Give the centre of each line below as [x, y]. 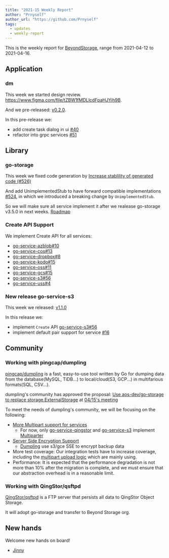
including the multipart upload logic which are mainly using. [75, 457]
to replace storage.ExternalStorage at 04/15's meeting [61, 400]
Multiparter [32, 435]
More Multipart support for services [50, 424]
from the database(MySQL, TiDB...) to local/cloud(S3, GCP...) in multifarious [84, 379]
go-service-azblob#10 [36, 245]
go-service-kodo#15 [34, 262]
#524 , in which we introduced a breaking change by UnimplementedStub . [80, 197]
